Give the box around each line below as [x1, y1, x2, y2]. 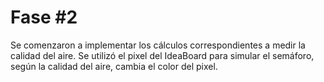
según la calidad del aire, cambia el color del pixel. [10, 60, 218, 72]
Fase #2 [10, 6, 78, 29]
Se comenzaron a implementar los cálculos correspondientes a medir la [10, 39, 306, 51]
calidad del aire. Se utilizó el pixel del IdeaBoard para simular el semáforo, [10, 49, 315, 61]
